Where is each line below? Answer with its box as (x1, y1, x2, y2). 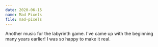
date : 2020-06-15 (5, 7, 42, 13)
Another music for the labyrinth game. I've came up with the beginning (5, 31, 154, 37)
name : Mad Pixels (5, 12, 42, 17)
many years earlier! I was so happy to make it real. (5, 36, 111, 42)
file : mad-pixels (5, 17, 42, 22)
